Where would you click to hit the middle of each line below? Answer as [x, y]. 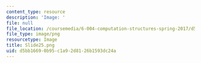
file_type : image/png [33, 34]
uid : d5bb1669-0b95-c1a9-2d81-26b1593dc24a [61, 51]
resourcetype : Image [32, 40]
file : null [20, 23]
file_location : [25, 28]
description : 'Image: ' [36, 17]
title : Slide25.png [31, 46]
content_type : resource [36, 12]
